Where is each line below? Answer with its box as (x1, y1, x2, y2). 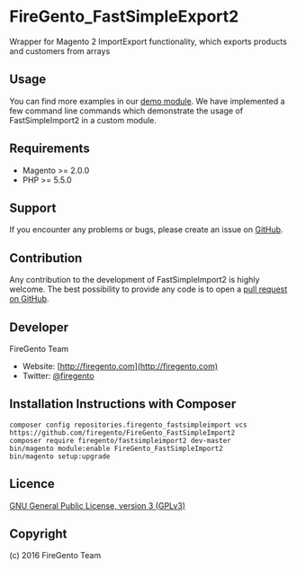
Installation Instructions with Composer (9, 396, 237, 411)
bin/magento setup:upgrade (9, 452, 111, 461)
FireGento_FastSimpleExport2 (9, 6, 239, 27)
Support (9, 200, 57, 215)
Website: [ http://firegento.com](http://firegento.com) (22, 361, 219, 371)
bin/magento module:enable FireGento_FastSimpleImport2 (9, 444, 223, 453)
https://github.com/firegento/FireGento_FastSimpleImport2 (9, 428, 236, 438)
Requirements (9, 141, 90, 157)
